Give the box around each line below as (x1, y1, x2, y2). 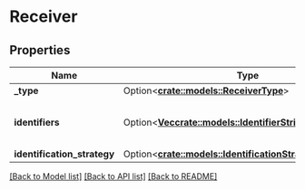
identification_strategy (14, 147, 115, 160)
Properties (9, 43, 71, 58)
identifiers (14, 116, 60, 128)
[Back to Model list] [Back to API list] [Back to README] (9, 171, 218, 182)
